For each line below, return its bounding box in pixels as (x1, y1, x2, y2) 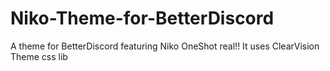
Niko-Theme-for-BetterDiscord (10, 7, 275, 30)
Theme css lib (10, 50, 68, 62)
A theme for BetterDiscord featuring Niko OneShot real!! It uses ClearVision (10, 40, 320, 52)
